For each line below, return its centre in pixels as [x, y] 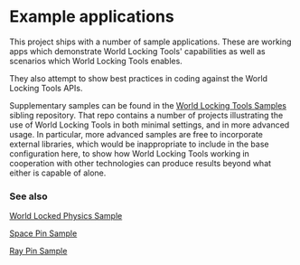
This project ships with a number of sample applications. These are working [150, 42]
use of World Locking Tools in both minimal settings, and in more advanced [150, 125]
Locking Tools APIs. [46, 88]
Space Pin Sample [43, 233]
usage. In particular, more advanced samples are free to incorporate [136, 134]
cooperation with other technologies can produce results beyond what [141, 163]
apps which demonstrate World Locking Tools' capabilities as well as [137, 51]
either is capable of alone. [58, 173]
